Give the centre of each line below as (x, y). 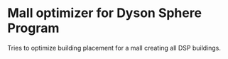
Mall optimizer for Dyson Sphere (105, 13)
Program (33, 28)
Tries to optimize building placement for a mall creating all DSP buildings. (114, 48)
